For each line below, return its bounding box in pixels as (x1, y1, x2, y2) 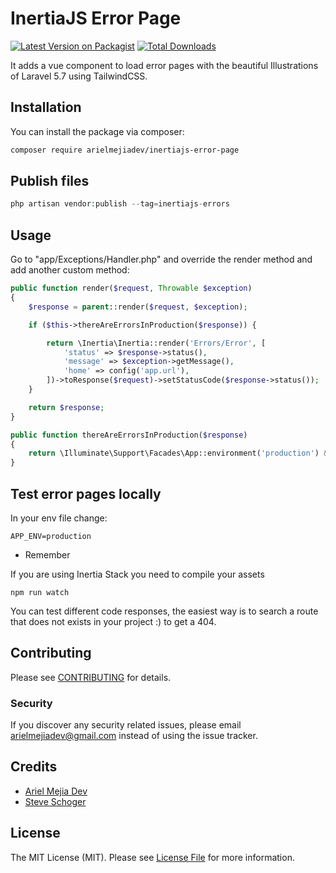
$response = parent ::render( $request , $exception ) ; (28, 302, 248, 312)
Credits (10, 758, 58, 776)
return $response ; (28, 402, 105, 412)
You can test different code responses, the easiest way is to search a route (10, 605, 319, 617)
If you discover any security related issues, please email (10, 719, 242, 731)
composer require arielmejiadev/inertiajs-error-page (10, 145, 240, 155)
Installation (10, 99, 82, 116)
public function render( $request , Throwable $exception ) (10, 283, 253, 294)
